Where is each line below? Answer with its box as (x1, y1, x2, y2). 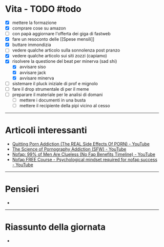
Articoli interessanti (5, 125, 87, 136)
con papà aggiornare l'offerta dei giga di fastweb (12, 31, 111, 37)
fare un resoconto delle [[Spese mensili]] (12, 36, 95, 42)
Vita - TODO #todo (5, 3, 82, 15)
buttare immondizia (12, 42, 51, 48)
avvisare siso (19, 64, 46, 70)
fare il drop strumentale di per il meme (12, 86, 89, 92)
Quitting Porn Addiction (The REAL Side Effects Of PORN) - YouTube (12, 141, 150, 147)
